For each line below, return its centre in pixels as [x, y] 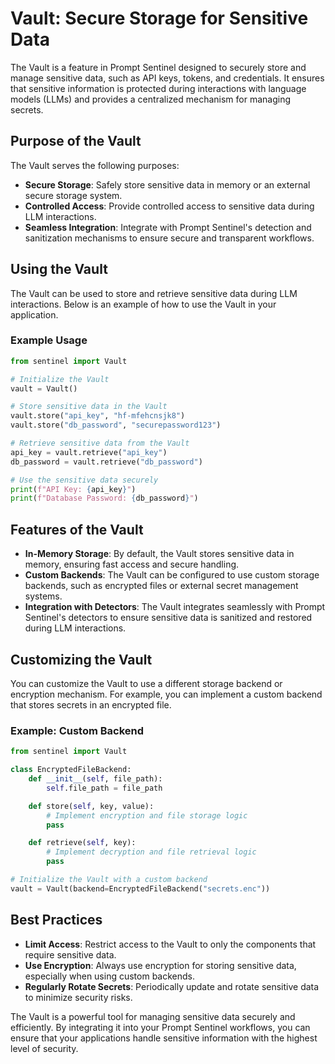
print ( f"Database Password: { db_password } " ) [104, 498]
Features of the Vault [77, 529]
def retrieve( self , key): [82, 843]
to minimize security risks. [78, 997]
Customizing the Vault [81, 659]
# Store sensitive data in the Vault [89, 407]
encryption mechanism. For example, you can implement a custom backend [166, 694]
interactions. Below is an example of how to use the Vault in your [143, 304]
